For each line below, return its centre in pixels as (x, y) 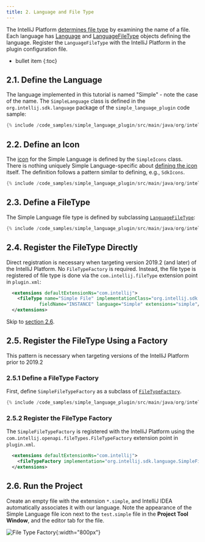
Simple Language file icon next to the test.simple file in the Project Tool (97, 514)
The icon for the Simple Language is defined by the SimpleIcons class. (95, 159)
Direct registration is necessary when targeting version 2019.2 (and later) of (102, 262)
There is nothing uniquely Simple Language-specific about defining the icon (102, 166)
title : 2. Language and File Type (50, 12)
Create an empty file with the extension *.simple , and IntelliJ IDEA (89, 501)
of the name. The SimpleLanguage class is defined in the (76, 101)
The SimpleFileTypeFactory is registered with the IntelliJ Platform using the (100, 431)
